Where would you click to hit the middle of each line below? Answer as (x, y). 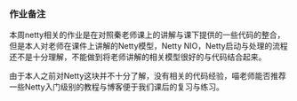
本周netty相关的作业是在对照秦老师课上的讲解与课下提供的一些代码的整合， (147, 35)
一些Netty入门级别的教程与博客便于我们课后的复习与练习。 (117, 87)
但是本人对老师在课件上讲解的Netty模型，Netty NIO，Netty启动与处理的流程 (148, 46)
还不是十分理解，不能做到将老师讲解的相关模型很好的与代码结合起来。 (138, 57)
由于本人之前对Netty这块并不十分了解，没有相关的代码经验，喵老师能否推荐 (148, 76)
